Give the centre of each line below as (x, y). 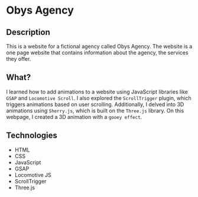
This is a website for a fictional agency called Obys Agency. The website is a (99, 46)
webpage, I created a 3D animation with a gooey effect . (74, 117)
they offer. (19, 59)
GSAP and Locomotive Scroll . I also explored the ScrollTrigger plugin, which (99, 98)
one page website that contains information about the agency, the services (97, 53)
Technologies (32, 136)
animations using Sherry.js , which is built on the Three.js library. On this (95, 111)
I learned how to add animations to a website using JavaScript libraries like (97, 92)
